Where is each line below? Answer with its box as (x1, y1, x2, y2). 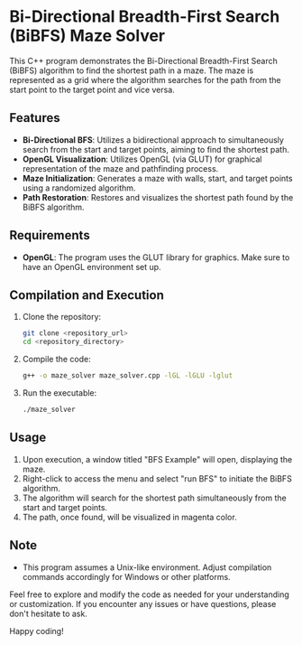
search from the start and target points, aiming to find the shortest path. (22, 144, 290, 154)
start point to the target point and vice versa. (9, 84, 176, 95)
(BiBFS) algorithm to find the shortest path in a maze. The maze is (9, 65, 254, 76)
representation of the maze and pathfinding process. (22, 163, 219, 173)
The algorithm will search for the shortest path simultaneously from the (22, 492, 287, 503)
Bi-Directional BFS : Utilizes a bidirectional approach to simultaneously (22, 134, 284, 145)
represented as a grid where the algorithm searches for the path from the (9, 74, 281, 85)
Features (9, 110, 60, 126)
